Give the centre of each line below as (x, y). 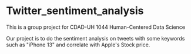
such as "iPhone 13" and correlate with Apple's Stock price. (78, 45)
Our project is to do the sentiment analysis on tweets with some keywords (95, 38)
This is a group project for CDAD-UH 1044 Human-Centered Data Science (96, 27)
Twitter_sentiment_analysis (75, 11)
